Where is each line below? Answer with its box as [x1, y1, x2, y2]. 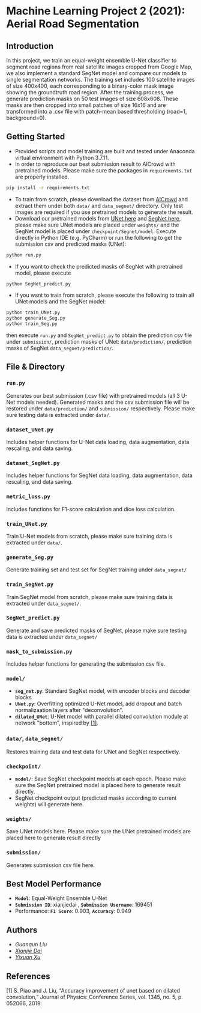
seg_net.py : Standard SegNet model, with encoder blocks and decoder [14, 687, 191, 695]
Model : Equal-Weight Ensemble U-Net [14, 895, 107, 902]
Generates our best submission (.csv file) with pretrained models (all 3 [6, 392, 180, 399]
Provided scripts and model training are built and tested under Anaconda [14, 147, 195, 154]
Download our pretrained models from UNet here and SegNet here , [14, 214, 181, 222]
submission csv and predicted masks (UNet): [14, 240, 127, 248]
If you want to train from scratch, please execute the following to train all [14, 291, 194, 299]
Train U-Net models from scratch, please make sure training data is [6, 532, 173, 540]
